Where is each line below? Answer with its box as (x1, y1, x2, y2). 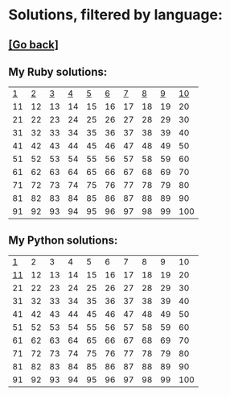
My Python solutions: (8, 233, 118, 247)
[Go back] (8, 38, 59, 52)
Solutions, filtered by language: (8, 6, 224, 24)
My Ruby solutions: (8, 65, 108, 78)
